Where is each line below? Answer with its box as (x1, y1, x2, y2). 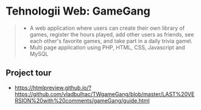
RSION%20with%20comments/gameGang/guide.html (14, 97, 150, 104)
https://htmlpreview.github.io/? (14, 84, 92, 91)
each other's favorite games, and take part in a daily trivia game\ (29, 37, 192, 44)
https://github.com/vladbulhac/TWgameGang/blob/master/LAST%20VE (14, 90, 195, 98)
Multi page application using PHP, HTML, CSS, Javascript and (29, 44, 185, 51)
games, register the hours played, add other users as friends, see (29, 30, 194, 38)
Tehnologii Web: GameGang (5, 4, 150, 18)
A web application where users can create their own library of (29, 24, 185, 32)
